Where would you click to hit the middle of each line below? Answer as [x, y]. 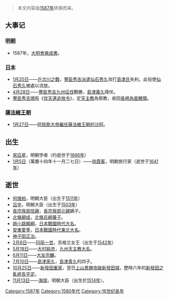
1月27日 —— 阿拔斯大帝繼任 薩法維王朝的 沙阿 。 [60, 124]
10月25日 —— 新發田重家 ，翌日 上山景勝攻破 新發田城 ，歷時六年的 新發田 [86, 268]
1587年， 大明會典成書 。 [37, 53]
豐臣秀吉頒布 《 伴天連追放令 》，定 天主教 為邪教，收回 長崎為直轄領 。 [82, 98]
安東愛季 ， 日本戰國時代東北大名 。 [48, 230]
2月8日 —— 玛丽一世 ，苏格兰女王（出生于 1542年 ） [64, 242]
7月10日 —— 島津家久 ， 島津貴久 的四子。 [54, 261]
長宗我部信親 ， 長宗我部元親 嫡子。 [48, 211]
